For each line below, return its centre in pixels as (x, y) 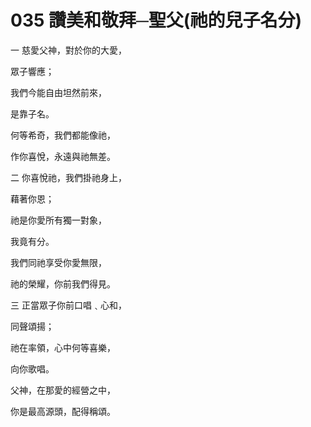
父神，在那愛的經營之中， (63, 390)
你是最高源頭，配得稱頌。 (63, 411)
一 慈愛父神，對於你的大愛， (68, 50)
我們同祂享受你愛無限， (58, 262)
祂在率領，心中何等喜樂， (63, 347)
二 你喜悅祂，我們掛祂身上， (68, 177)
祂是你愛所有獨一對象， (58, 220)
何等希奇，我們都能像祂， (63, 135)
